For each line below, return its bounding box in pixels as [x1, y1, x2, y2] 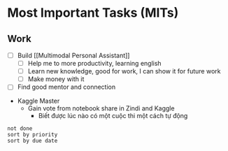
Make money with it [27, 75, 85, 83]
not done [7, 125, 33, 132]
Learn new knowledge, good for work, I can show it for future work [27, 67, 221, 75]
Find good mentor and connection [17, 82, 116, 92]
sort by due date [7, 138, 58, 145]
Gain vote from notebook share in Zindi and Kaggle [27, 104, 175, 113]
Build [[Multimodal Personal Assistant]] [17, 51, 130, 59]
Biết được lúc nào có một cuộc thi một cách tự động [38, 112, 188, 120]
